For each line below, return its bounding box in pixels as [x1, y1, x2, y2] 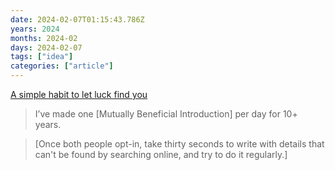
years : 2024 [10, 24, 60, 34]
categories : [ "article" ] [10, 61, 114, 71]
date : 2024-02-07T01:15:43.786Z [10, 14, 145, 25]
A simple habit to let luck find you [10, 89, 148, 100]
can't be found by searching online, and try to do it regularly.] [34, 149, 288, 160]
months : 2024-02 [10, 33, 78, 43]
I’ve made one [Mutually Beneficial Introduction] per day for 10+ [34, 108, 298, 120]
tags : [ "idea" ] [10, 52, 74, 62]
